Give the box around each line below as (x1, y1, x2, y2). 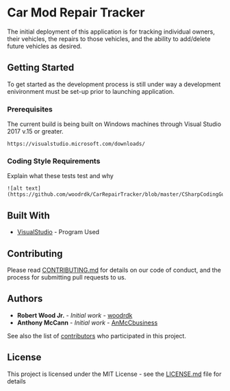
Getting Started (7, 62, 75, 73)
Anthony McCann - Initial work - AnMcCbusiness (16, 318, 158, 327)
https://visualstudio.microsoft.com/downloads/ (7, 140, 146, 148)
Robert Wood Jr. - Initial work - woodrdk (16, 311, 133, 319)
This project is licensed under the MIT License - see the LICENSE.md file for (7, 370, 222, 378)
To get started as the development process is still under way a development (7, 80, 221, 88)
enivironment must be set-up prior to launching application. (7, 87, 175, 95)
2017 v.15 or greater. (7, 127, 64, 136)
